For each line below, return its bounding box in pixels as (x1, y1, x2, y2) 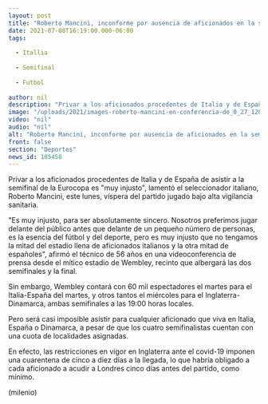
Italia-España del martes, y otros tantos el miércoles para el (8, 291, 203, 300)
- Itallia (15, 49, 48, 57)
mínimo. (8, 372, 35, 382)
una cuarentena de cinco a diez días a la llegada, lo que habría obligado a (8, 355, 250, 365)
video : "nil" (8, 116, 52, 124)
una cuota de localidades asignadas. (8, 331, 129, 341)
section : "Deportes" (8, 145, 77, 153)
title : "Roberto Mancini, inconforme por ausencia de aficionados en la (8, 19, 255, 27)
